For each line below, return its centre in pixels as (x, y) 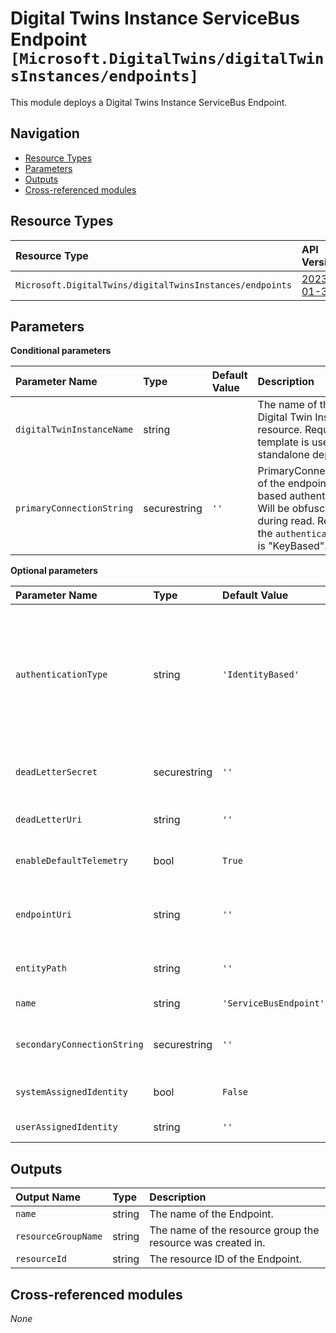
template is (283, 442)
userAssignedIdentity (66, 1127)
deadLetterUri (49, 820)
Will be (273, 509)
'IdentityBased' (261, 675)
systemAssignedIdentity (72, 1092)
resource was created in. (207, 1243)
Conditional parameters (61, 351)
